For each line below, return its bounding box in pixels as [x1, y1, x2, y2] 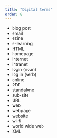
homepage [12, 51, 34, 56]
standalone [12, 87, 35, 93]
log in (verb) [12, 71, 37, 77]
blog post [12, 25, 31, 31]
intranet [12, 61, 28, 67]
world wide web [12, 123, 44, 129]
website [12, 113, 28, 119]
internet [12, 56, 28, 62]
